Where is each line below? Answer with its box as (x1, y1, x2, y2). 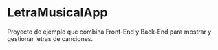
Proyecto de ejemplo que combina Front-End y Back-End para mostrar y (7, 27, 212, 36)
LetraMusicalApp (7, 5, 108, 21)
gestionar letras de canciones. (7, 34, 94, 42)
